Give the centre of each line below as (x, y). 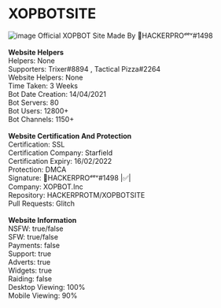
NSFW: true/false (36, 228)
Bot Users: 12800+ (39, 110)
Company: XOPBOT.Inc (46, 187)
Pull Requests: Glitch (42, 203)
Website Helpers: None (46, 77)
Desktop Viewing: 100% (47, 287)
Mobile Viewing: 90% (43, 295)
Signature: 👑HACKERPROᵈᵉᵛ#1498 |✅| (70, 177)
